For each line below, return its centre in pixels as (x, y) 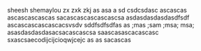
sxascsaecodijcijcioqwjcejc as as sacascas (69, 40)
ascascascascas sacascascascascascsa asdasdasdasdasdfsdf (98, 17)
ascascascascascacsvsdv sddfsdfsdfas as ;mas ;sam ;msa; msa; (101, 25)
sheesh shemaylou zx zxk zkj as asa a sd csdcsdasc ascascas (97, 10)
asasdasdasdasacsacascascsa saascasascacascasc (83, 32)
